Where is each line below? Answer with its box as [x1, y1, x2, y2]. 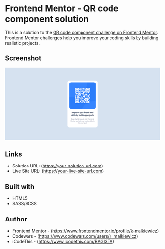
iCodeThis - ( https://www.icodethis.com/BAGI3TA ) [12, 238, 114, 244]
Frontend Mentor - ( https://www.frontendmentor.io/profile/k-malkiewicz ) [12, 228, 159, 234]
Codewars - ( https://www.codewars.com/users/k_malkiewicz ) [12, 233, 138, 239]
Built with [5, 182, 35, 191]
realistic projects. [5, 40, 40, 46]
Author [5, 215, 27, 223]
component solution [5, 13, 89, 25]
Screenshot [5, 55, 42, 63]
